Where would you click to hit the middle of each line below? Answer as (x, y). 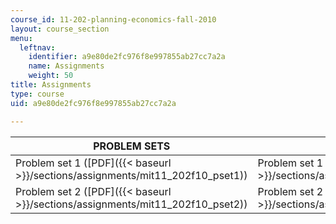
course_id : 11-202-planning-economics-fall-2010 (113, 19)
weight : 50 (51, 76)
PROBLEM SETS (132, 146)
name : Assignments (66, 66)
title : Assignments (51, 85)
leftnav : (37, 47)
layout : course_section (60, 29)
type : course (37, 94)
